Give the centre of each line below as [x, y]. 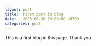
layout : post [19, 10]
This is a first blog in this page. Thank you [48, 38]
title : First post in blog [34, 14]
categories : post [23, 24]
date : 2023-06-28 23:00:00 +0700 [42, 19]
